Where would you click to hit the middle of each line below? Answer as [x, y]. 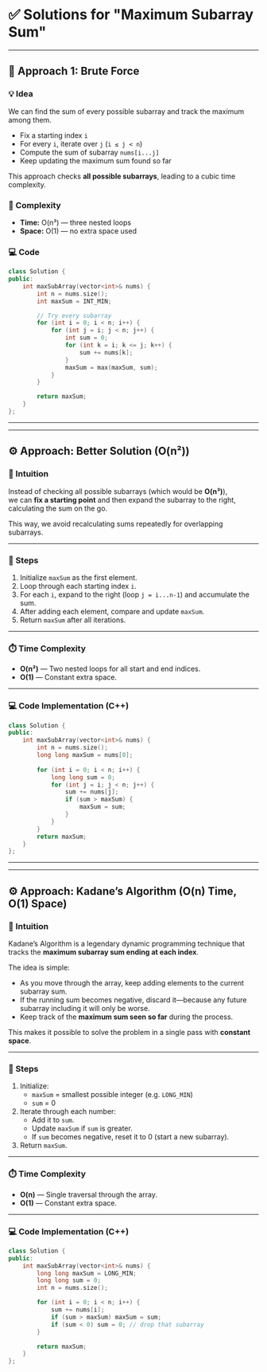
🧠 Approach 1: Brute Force [74, 71]
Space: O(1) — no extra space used [78, 231]
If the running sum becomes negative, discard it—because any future [133, 1000]
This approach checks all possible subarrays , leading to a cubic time [122, 176]
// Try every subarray [74, 316]
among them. [30, 120]
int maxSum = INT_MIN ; [74, 301]
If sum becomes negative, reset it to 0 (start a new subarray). [130, 1137]
